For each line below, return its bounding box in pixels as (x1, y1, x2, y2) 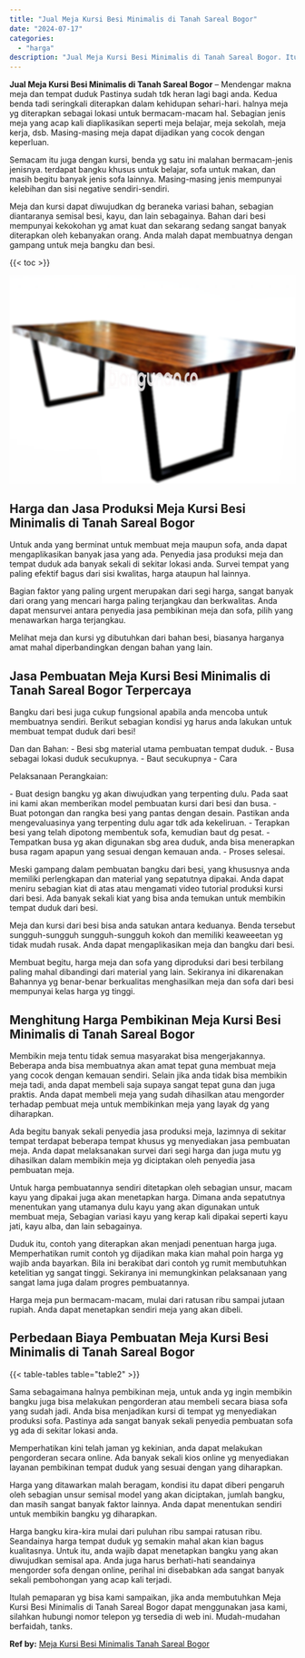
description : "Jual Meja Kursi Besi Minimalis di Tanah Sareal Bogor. (9, 53, 282, 63)
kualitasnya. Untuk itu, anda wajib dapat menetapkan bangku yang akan (9, 1545, 279, 1556)
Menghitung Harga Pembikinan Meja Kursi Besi (9, 1012, 281, 1028)
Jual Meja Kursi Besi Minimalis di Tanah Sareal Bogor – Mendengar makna (9, 79, 292, 90)
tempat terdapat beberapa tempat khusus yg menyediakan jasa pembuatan (9, 1136, 290, 1147)
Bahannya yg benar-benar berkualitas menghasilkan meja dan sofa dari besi (9, 976, 294, 987)
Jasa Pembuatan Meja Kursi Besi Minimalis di (9, 668, 271, 684)
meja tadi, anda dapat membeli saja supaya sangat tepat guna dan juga (9, 1080, 276, 1091)
